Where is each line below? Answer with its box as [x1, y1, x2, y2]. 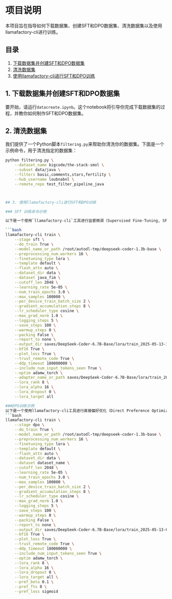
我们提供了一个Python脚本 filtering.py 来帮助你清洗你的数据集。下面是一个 [5, 141, 165, 147]
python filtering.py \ [5, 158, 54, 163]
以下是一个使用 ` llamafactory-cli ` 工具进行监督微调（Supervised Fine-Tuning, [5, 218, 160, 223]
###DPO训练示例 [5, 403, 35, 409]
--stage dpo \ [14, 422, 45, 427]
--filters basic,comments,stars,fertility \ [14, 172, 111, 177]
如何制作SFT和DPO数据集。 [27, 110, 87, 116]
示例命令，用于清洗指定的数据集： [5, 147, 77, 154]
